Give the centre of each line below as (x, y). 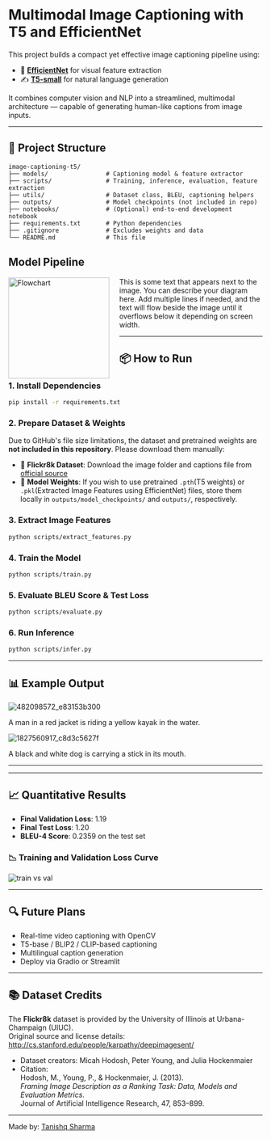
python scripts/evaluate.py (56, 612)
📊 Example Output (56, 683)
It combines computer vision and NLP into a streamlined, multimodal (122, 98)
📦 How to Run (156, 359)
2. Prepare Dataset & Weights (67, 424)
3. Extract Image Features (60, 521)
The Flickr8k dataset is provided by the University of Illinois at (112, 1019)
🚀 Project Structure (57, 148)
